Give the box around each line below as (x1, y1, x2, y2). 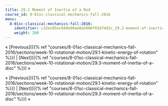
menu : (5, 16, 16, 21)
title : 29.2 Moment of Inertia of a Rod (5, 7, 91, 12)
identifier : (14, 26, 39, 31)
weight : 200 (14, 30, 39, 35)
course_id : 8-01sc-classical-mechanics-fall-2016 (5, 12, 111, 17)
